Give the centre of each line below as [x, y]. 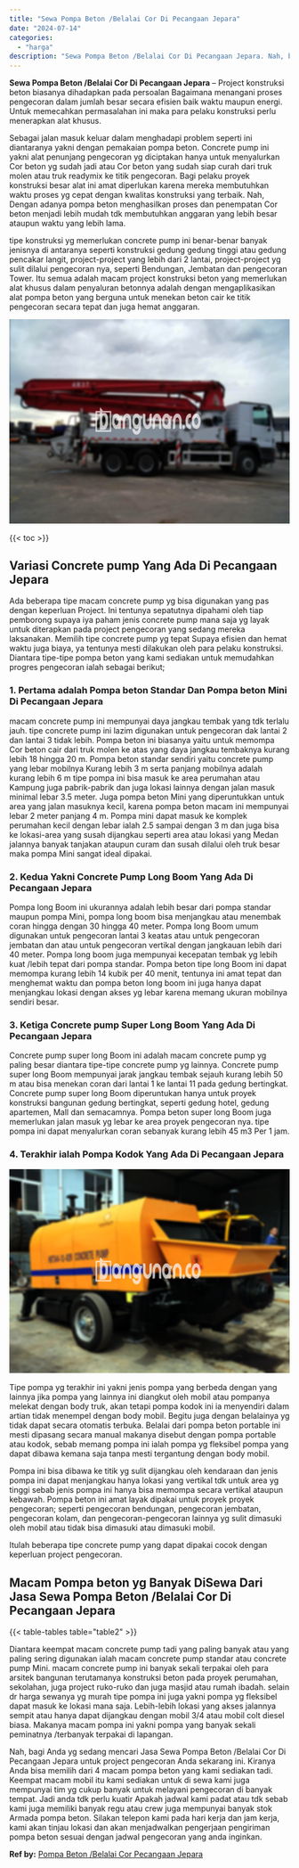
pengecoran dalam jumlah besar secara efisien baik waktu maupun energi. [146, 102]
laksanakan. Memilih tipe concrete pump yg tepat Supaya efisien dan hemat [148, 639]
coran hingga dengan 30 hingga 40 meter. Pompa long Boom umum [134, 926]
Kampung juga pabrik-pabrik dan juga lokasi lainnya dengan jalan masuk [142, 787]
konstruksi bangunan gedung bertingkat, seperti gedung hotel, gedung [139, 1103]
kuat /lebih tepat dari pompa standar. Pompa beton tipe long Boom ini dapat [148, 964]
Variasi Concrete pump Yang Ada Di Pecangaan [143, 566]
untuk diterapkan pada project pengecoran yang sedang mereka [127, 629]
